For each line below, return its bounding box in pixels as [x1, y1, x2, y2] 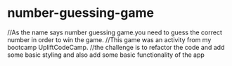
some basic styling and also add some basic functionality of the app [7, 51, 205, 59]
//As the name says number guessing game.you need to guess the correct [7, 28, 223, 37]
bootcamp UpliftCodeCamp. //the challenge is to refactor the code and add [7, 43, 225, 51]
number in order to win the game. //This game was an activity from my [7, 35, 212, 44]
